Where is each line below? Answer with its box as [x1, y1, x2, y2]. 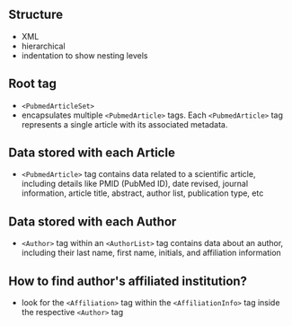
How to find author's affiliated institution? [8, 273, 248, 288]
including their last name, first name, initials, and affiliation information [21, 247, 282, 259]
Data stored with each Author [8, 214, 177, 229]
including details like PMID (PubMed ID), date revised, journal [21, 179, 249, 189]
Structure [8, 7, 64, 22]
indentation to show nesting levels [21, 49, 148, 61]
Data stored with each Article [8, 145, 176, 161]
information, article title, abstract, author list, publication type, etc [21, 188, 264, 198]
